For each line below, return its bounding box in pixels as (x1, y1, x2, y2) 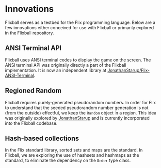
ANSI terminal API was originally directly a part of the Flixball (5, 62, 126, 68)
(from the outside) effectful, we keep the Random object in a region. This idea (5, 110, 157, 115)
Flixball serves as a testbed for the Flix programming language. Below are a (5, 19, 156, 25)
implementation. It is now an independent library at (5, 67, 107, 73)
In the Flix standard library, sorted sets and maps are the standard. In (5, 147, 143, 153)
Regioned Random (5, 87, 62, 95)
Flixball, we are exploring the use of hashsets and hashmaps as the (5, 152, 139, 158)
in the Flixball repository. (5, 30, 54, 36)
